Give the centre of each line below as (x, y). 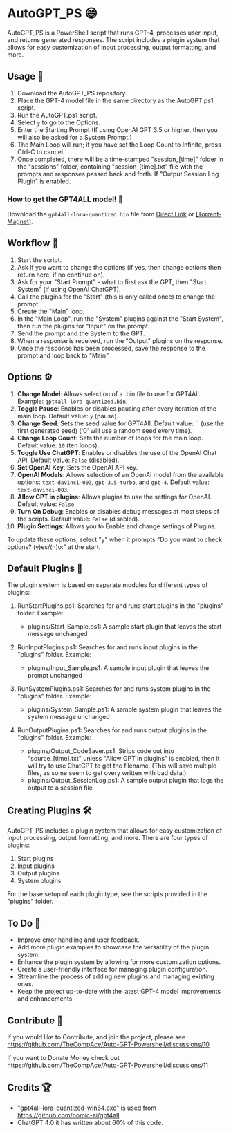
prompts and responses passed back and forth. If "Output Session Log (118, 174)
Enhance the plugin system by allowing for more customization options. (119, 962)
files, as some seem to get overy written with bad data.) (107, 773)
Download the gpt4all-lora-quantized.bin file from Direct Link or (101, 214)
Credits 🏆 (29, 1088)
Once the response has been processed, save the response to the (111, 348)
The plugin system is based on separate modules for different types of (108, 585)
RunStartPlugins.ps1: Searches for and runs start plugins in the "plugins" (120, 606)
